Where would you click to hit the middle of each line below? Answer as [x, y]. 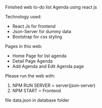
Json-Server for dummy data [42, 31]
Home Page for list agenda [39, 56]
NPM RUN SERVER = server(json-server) [54, 85]
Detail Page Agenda [32, 61]
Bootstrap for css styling [37, 37]
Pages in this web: [24, 46]
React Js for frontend [34, 26]
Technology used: [23, 17]
